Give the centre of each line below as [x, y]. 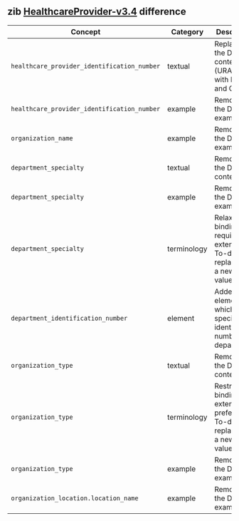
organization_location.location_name [75, 498]
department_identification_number [69, 318]
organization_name [42, 138]
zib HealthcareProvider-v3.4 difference [97, 12]
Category [187, 31]
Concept [86, 31]
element [181, 318]
